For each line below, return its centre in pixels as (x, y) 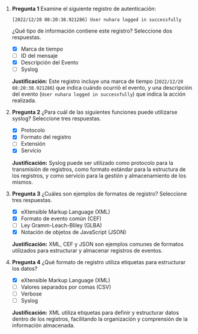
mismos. (22, 182)
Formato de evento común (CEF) (61, 218)
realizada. (24, 101)
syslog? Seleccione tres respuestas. (56, 119)
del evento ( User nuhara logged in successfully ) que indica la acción (99, 94)
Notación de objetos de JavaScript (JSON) (73, 232)
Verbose (31, 294)
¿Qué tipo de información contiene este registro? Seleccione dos (92, 31)
